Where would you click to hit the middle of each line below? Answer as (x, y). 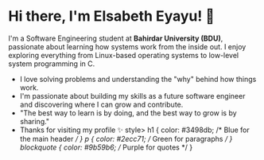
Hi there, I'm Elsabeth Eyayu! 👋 (111, 16)
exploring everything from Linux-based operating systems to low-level (124, 55)
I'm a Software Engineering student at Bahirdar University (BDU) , (116, 38)
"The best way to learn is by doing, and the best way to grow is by (128, 113)
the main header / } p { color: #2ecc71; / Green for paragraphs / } (126, 139)
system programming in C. (52, 64)
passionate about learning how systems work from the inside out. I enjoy (127, 46)
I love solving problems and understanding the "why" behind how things (138, 79)
